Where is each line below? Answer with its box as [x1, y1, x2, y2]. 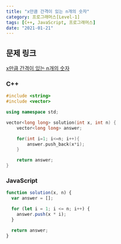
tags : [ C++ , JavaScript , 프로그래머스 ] [6, 19, 96, 25]
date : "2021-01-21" [6, 25, 54, 31]
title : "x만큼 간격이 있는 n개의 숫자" [6, 8, 89, 15]
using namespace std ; [6, 109, 59, 115]
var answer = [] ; [11, 195, 54, 201]
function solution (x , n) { [6, 190, 72, 196]
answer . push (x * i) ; [16, 212, 67, 218]
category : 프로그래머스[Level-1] [6, 14, 80, 20]
